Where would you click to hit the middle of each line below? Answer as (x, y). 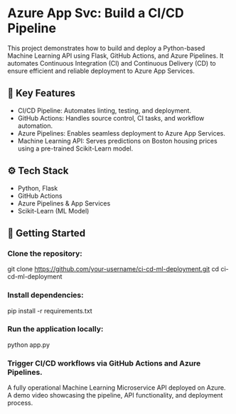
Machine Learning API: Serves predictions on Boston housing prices (118, 141)
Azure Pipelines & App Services (64, 203)
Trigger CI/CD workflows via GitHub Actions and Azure (104, 363)
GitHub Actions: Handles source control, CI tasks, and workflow (111, 118)
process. (20, 403)
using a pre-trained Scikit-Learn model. (75, 148)
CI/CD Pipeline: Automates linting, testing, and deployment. (104, 110)
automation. (35, 126)
